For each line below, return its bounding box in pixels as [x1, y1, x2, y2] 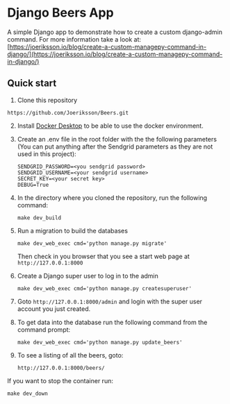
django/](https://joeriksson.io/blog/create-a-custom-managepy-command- [7, 50, 223, 58]
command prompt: [17, 325, 71, 334]
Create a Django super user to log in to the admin [17, 271, 158, 280]
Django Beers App [7, 5, 114, 21]
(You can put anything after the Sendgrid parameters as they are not [17, 142, 213, 151]
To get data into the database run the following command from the [17, 318, 208, 326]
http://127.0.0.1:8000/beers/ [17, 364, 106, 371]
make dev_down [7, 390, 49, 397]
